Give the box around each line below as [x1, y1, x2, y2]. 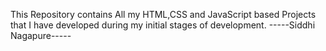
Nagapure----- [10, 30, 72, 41]
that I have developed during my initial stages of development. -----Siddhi [10, 19, 316, 31]
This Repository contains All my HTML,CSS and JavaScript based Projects [10, 9, 317, 20]
